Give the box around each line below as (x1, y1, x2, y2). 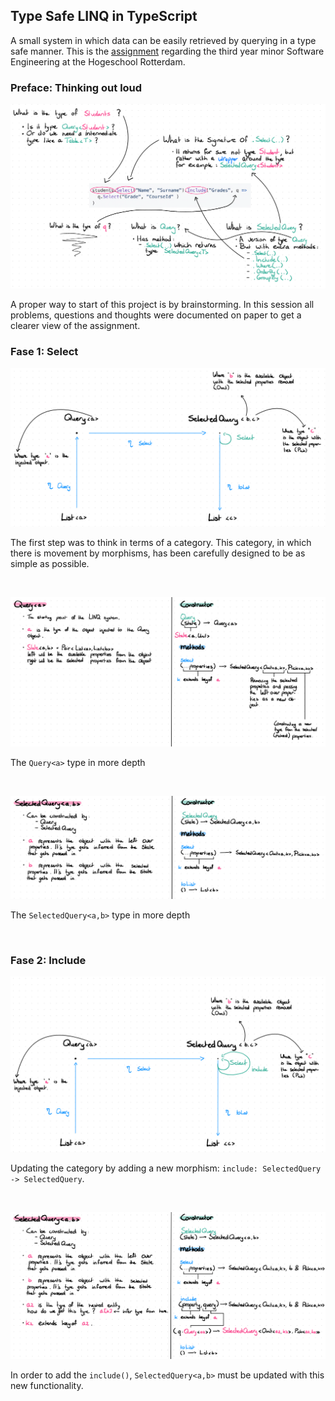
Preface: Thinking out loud (10, 80, 143, 94)
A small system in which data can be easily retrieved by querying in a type (10, 34, 317, 46)
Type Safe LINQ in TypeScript (10, 8, 198, 25)
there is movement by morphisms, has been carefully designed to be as (10, 547, 306, 559)
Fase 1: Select (10, 344, 79, 358)
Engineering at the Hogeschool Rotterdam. (10, 55, 186, 68)
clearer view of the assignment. (10, 319, 141, 331)
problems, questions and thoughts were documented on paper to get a (10, 309, 302, 321)
